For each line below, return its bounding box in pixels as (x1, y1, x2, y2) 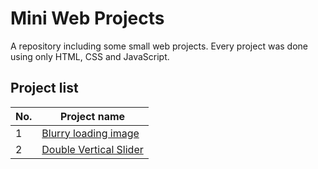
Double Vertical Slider (41, 142, 144, 156)
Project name (59, 109, 126, 123)
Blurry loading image (41, 126, 140, 140)
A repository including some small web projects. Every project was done (10, 40, 308, 52)
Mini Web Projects (10, 7, 165, 30)
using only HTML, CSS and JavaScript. (10, 50, 170, 62)
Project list (10, 80, 79, 97)
